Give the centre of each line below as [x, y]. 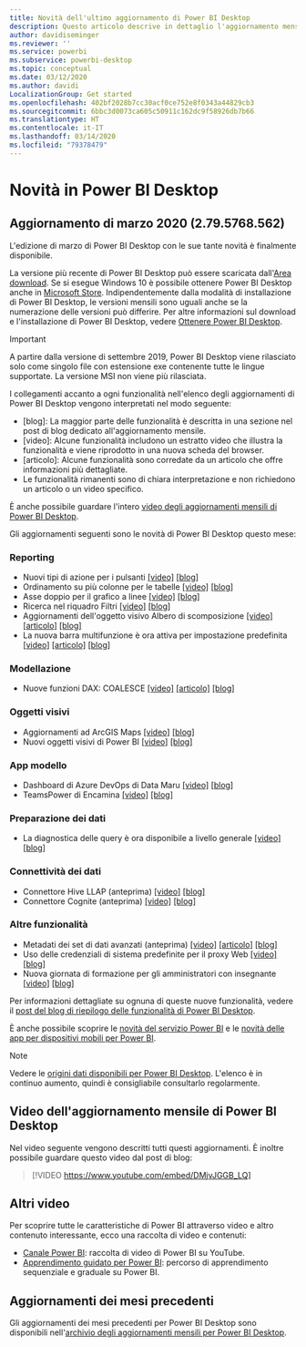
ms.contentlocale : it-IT [56, 129]
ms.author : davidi [44, 86]
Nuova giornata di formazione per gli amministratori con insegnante [149, 973]
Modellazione [40, 668]
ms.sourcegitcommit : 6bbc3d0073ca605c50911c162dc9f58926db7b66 [132, 111]
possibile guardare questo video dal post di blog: [101, 1157]
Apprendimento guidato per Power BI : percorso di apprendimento [145, 1262]
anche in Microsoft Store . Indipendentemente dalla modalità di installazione [150, 292]
